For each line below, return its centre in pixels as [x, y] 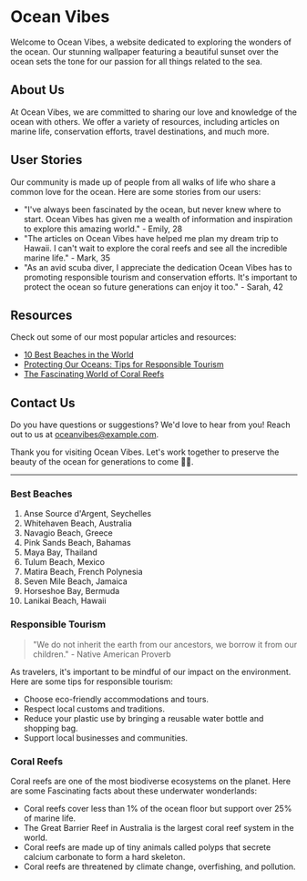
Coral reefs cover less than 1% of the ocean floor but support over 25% [158, 809]
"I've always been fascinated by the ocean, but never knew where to [152, 209]
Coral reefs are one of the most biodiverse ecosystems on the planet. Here [150, 782]
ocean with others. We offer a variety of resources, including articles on [145, 121]
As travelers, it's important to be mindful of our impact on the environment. [151, 671]
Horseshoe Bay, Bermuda [72, 591]
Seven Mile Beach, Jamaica [76, 581]
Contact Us [43, 403]
